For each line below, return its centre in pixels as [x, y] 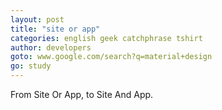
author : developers [51, 47]
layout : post [37, 19]
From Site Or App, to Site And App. [82, 94]
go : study [31, 66]
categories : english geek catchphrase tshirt [106, 38]
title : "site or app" [55, 29]
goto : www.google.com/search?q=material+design [111, 57]
